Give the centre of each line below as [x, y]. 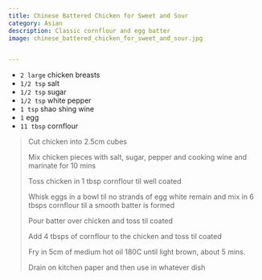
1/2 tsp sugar [43, 92]
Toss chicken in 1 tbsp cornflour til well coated [105, 181]
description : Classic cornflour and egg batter [90, 30]
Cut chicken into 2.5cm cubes [77, 142]
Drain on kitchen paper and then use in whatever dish [117, 268]
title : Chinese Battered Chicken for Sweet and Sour [98, 16]
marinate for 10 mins [62, 166]
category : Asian [35, 23]
